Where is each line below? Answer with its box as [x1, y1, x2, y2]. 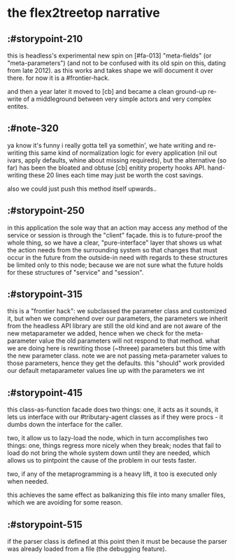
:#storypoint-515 [7, 519, 83, 531]
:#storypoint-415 [7, 387, 83, 399]
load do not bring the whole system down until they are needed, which [7, 449, 211, 457]
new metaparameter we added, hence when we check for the [7, 329, 185, 338]
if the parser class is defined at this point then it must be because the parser [7, 538, 227, 546]
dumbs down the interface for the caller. [7, 421, 123, 429]
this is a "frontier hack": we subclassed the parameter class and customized [7, 307, 227, 315]
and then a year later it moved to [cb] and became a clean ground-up [7, 88, 207, 95]
